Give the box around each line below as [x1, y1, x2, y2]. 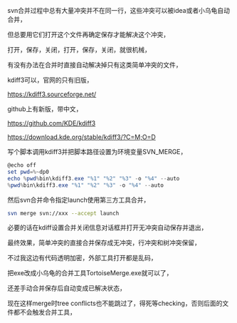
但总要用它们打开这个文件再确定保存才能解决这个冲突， [7, 31, 169, 39]
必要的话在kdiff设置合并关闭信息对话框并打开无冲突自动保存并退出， [7, 223, 208, 232]
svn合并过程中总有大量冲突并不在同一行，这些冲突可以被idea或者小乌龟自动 [7, 6, 230, 14]
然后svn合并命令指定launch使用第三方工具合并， [7, 195, 150, 204]
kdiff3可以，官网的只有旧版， [7, 76, 93, 84]
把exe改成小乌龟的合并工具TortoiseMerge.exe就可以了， [7, 269, 173, 277]
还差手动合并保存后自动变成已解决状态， [7, 284, 126, 292]
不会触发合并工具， [19, 308, 76, 317]
